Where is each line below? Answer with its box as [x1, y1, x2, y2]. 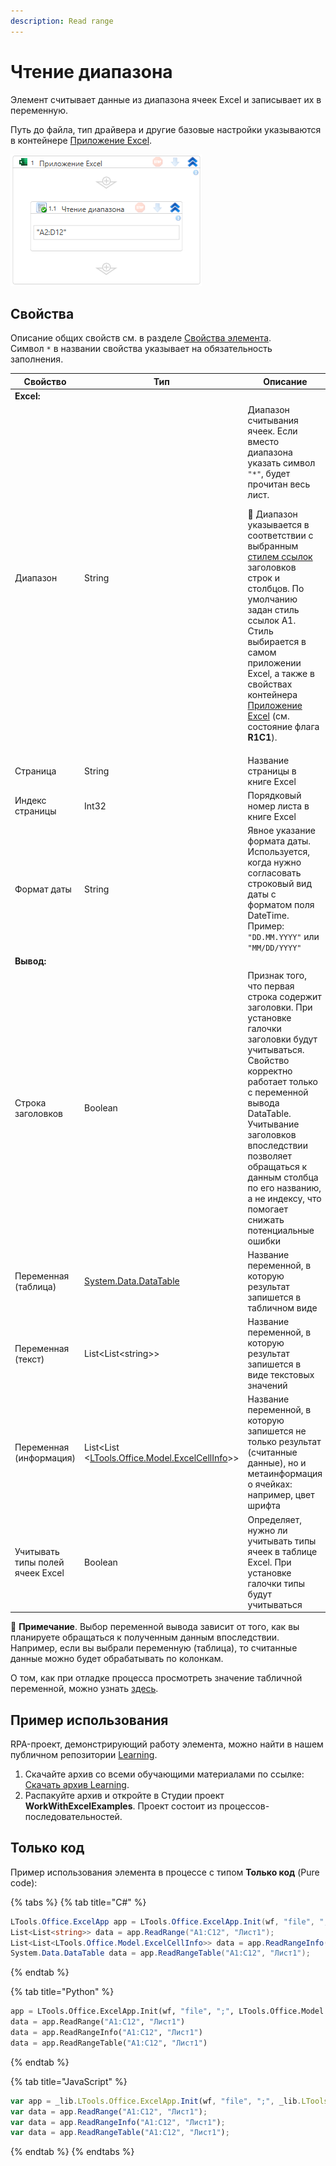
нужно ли [247, 1524, 288, 1536]
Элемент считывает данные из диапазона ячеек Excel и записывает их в [10, 93, 322, 105]
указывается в [247, 519, 310, 531]
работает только [247, 1075, 318, 1087]
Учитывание [247, 1118, 300, 1130]
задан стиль [247, 604, 300, 616]
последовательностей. [24, 1810, 123, 1822]
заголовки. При [247, 1001, 313, 1013]
